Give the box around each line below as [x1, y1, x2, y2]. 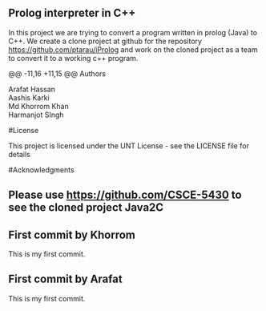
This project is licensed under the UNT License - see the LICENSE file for [8, 140, 250, 151]
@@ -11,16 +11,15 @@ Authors [8, 68, 107, 79]
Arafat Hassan [8, 84, 56, 94]
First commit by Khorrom [8, 228, 136, 241]
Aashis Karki [8, 92, 50, 103]
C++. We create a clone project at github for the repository [8, 36, 203, 46]
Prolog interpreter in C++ [8, 6, 136, 20]
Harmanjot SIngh [8, 110, 64, 119]
